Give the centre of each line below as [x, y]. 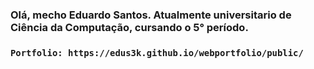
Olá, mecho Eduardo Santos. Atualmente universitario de [151, 15]
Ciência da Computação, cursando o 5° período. [129, 27]
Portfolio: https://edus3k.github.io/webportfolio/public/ [157, 52]
